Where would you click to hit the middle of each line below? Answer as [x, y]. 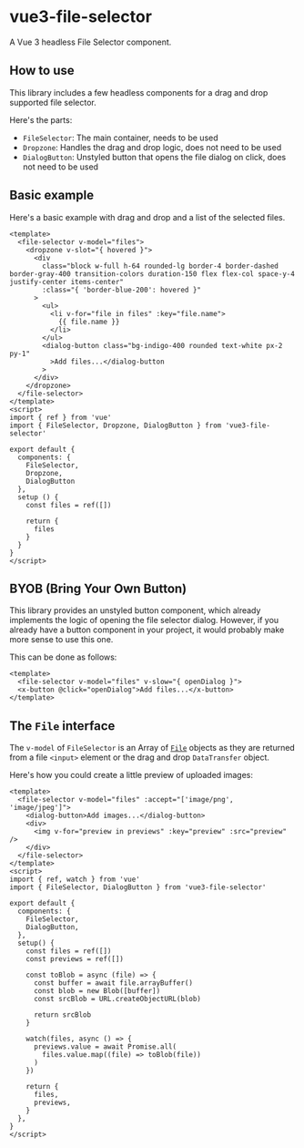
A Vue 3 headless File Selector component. [91, 42]
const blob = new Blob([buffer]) [97, 991]
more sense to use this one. [61, 640]
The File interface [62, 726]
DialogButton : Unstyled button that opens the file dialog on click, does [154, 157]
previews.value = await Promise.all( [105, 1047]
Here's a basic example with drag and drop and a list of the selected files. [147, 217]
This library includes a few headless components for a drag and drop [139, 92]
